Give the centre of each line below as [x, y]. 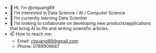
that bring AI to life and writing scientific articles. [59, 28]
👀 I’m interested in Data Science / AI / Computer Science [67, 13]
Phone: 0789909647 [38, 46]
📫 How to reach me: [31, 34]
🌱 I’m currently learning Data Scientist [48, 18]
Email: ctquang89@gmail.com [48, 41]
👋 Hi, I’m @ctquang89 [32, 8]
